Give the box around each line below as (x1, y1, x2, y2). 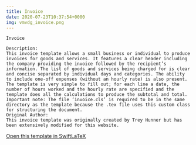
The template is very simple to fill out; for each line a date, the (6, 81, 180, 88)
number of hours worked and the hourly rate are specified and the (6, 87, 175, 92)
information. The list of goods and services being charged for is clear (6, 66, 191, 72)
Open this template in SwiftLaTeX (6, 133, 86, 140)
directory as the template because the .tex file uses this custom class (6, 102, 191, 108)
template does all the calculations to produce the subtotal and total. (6, 92, 188, 98)
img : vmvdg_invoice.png (6, 19, 65, 25)
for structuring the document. (6, 107, 83, 113)
